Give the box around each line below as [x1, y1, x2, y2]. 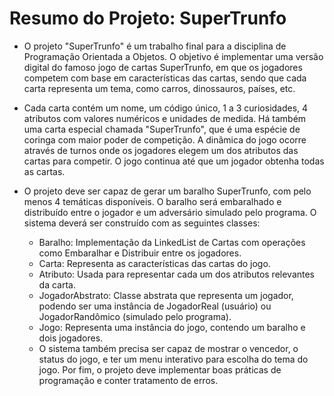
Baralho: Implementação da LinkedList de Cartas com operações [38, 236, 306, 248]
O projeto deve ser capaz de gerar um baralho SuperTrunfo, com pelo [23, 185, 312, 197]
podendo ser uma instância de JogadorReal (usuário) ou [38, 300, 272, 312]
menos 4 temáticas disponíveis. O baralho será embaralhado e [23, 195, 282, 207]
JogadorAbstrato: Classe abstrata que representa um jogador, [38, 289, 294, 301]
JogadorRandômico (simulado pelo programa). [38, 310, 232, 322]
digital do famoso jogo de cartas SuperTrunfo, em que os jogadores [23, 61, 303, 73]
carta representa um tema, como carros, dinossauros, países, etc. [23, 82, 296, 94]
